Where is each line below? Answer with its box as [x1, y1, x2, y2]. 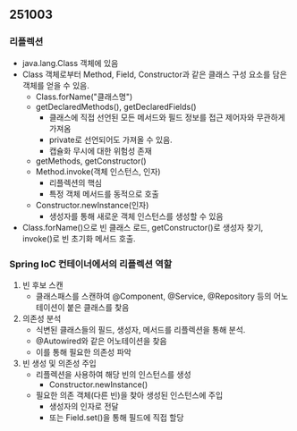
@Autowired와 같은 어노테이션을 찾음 [35, 335, 167, 346]
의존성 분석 [21, 313, 62, 324]
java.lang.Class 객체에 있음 [21, 57, 119, 68]
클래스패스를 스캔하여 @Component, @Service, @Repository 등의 [35, 291, 272, 301]
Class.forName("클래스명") [35, 91, 133, 102]
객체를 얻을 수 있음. [21, 80, 89, 90]
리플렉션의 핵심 [48, 177, 103, 188]
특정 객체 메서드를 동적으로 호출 [48, 188, 159, 199]
